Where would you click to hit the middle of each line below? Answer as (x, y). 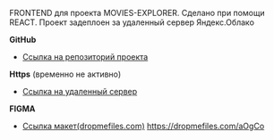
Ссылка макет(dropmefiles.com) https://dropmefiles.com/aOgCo (143, 126)
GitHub (23, 40)
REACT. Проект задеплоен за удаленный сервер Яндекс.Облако (132, 22)
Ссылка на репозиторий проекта (85, 57)
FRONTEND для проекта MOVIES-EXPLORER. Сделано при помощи (137, 13)
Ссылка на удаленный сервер (80, 91)
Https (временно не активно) (65, 74)
